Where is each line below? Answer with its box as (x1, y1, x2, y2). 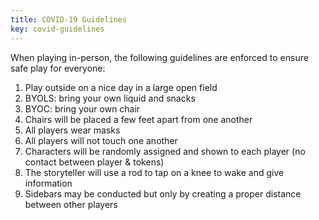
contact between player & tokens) (24, 156, 165, 168)
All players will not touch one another (24, 134, 178, 146)
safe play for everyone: (10, 62, 106, 74)
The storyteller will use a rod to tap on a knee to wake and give (24, 166, 285, 178)
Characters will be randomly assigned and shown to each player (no (24, 145, 306, 157)
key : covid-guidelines (10, 24, 105, 34)
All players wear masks (24, 124, 121, 136)
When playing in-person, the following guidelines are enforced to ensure (10, 51, 309, 63)
